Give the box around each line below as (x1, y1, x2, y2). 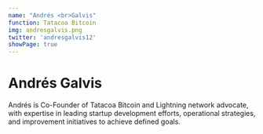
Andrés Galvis (8, 74, 102, 92)
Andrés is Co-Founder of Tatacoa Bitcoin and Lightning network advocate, (8, 100, 249, 110)
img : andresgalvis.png (8, 26, 82, 34)
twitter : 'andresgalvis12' (8, 33, 97, 42)
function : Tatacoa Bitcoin (8, 19, 97, 27)
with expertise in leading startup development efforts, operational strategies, (8, 109, 256, 118)
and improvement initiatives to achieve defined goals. (8, 117, 181, 126)
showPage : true (8, 41, 58, 49)
